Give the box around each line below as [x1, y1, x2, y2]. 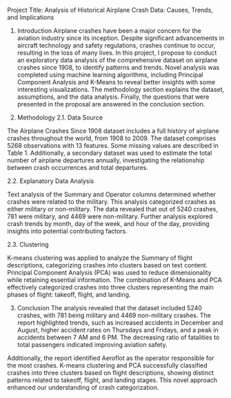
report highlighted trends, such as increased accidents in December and [17, 319, 223, 327]
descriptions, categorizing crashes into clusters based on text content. [7, 261, 208, 269]
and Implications [7, 13, 54, 21]
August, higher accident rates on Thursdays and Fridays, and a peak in [17, 326, 219, 334]
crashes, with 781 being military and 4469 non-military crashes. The [17, 311, 212, 319]
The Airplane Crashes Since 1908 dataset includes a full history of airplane [7, 127, 219, 135]
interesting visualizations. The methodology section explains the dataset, [17, 86, 225, 93]
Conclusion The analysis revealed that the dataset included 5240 [17, 304, 202, 312]
